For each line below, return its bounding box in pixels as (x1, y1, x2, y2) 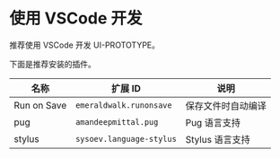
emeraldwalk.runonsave (74, 100, 172, 110)
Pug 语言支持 (185, 116, 241, 128)
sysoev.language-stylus (74, 134, 177, 144)
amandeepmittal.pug (74, 117, 159, 127)
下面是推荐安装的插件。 (9, 58, 96, 69)
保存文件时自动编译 (185, 100, 267, 112)
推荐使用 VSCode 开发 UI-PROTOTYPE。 (9, 39, 160, 50)
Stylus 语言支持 (185, 133, 250, 145)
